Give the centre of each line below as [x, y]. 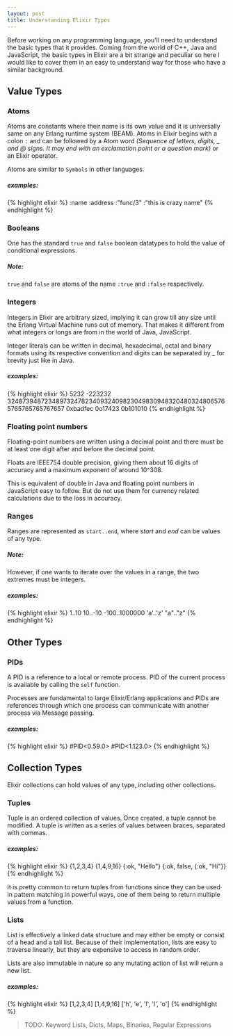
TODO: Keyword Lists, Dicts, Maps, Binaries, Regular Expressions [118, 1025]
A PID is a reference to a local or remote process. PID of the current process [116, 677]
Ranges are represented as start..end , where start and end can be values [114, 531]
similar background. [36, 70]
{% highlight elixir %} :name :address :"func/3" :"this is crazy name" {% [110, 203]
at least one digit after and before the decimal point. [81, 448]
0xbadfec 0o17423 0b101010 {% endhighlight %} [136, 408]
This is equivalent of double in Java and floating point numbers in [101, 483]
